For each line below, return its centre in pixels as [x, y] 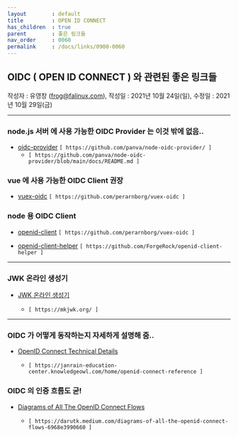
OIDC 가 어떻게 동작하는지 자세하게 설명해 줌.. [81, 335]
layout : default [44, 14]
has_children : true [39, 27]
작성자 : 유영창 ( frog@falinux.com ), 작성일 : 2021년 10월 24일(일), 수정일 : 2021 [119, 96]
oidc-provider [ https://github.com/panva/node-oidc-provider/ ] [115, 147]
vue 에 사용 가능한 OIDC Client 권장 [66, 181]
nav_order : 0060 [39, 40]
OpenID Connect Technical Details [68, 351]
